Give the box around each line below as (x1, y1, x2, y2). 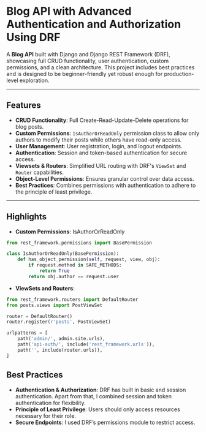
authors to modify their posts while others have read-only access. (15, 136, 182, 143)
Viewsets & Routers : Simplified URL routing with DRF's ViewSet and (15, 162, 186, 169)
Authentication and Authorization (6, 17, 181, 31)
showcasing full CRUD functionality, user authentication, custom (6, 57, 169, 64)
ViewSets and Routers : (15, 284, 75, 292)
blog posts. (15, 123, 44, 130)
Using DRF (6, 31, 61, 44)
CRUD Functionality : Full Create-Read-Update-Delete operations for (15, 116, 189, 124)
